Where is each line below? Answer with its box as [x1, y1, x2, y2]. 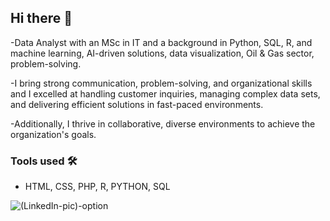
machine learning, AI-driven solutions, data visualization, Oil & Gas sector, [10, 47, 315, 59]
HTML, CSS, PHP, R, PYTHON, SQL [24, 181, 171, 193]
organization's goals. [10, 128, 97, 140]
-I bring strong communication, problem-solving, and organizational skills [10, 77, 313, 89]
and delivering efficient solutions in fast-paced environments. [10, 98, 264, 110]
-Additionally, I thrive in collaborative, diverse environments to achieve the [10, 117, 316, 130]
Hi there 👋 [10, 10, 73, 27]
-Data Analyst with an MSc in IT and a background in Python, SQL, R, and [10, 36, 313, 48]
